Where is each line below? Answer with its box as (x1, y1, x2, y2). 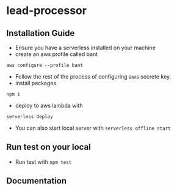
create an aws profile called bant (15, 51, 98, 58)
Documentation (6, 176, 67, 186)
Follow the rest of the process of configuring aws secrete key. (15, 73, 172, 80)
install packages (15, 80, 57, 86)
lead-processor (6, 4, 87, 18)
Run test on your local (6, 142, 92, 152)
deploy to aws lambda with (15, 102, 84, 109)
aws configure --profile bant (6, 62, 84, 68)
